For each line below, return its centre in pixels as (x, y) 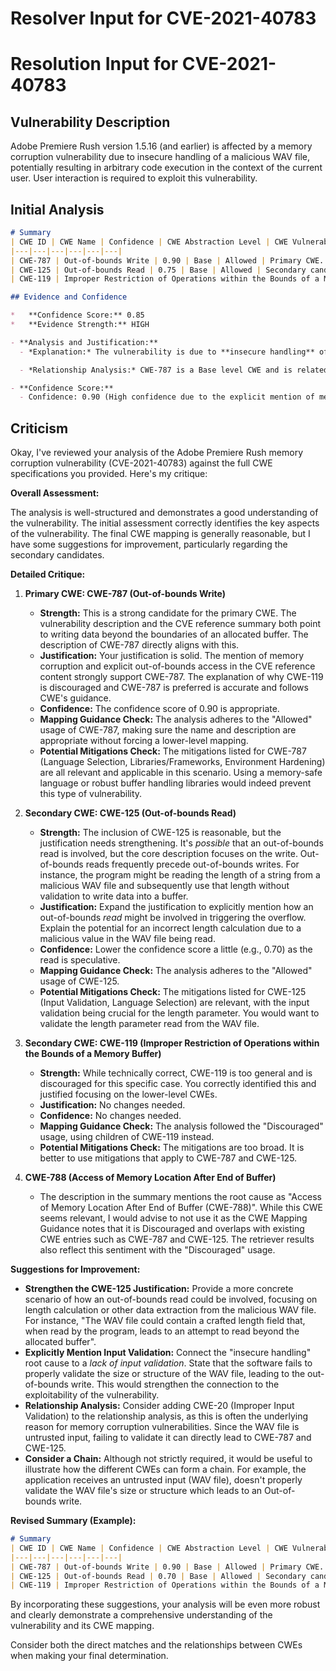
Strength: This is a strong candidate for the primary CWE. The (168, 613)
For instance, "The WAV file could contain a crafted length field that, (165, 1321)
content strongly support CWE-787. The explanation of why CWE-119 (181, 677)
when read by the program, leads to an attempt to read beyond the (162, 1331)
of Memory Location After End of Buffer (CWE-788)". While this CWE (181, 1208)
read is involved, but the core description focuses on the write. (168, 854)
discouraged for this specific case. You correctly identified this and (178, 1084)
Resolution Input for (94, 64)
